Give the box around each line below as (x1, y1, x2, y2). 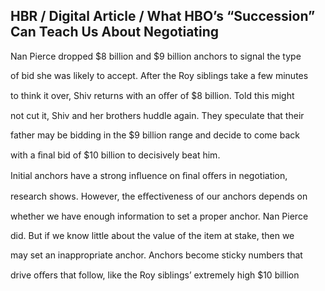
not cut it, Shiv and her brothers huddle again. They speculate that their (10, 109, 305, 121)
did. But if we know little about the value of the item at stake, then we (10, 229, 295, 241)
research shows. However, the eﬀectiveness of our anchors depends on (10, 190, 308, 202)
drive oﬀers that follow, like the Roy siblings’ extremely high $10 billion (10, 269, 300, 281)
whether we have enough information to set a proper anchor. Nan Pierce (10, 210, 309, 222)
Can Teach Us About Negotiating (10, 24, 220, 41)
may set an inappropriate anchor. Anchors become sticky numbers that (10, 249, 303, 261)
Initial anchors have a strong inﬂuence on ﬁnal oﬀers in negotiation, (10, 169, 288, 181)
